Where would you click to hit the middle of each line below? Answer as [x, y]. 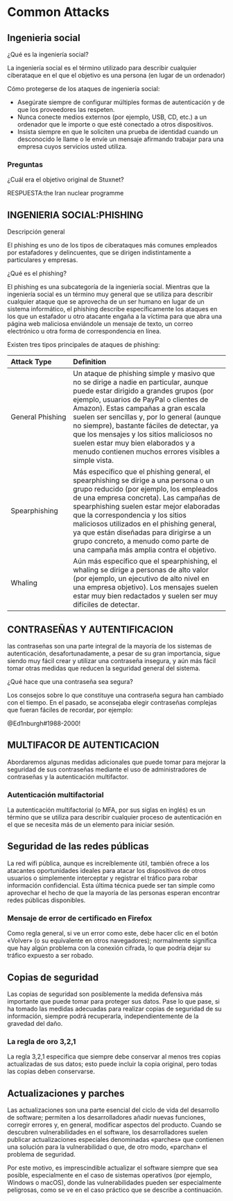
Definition [89, 362]
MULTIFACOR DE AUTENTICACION [83, 745]
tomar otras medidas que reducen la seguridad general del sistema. [104, 668]
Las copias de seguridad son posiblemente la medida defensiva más [105, 994]
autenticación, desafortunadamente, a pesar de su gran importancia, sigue [114, 653]
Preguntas [25, 164]
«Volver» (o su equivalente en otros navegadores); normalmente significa [112, 941]
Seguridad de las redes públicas [78, 846]
